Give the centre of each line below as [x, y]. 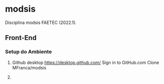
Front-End [21, 38]
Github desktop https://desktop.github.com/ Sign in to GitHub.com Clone [85, 63]
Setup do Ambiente [29, 52]
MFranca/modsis [29, 67]
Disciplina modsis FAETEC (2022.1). [41, 22]
